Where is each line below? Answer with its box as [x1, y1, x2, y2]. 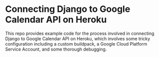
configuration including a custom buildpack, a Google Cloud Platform [5, 41, 147, 47]
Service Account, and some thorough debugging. [5, 46, 107, 52]
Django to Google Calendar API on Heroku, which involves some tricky [5, 36, 150, 42]
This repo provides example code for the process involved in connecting [5, 30, 154, 36]
